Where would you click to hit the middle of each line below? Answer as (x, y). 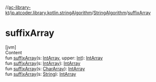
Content (14, 52)
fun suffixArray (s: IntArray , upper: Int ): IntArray (54, 58)
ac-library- (20, 7)
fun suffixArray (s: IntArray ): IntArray (43, 63)
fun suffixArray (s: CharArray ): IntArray (45, 68)
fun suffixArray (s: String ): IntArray (41, 74)
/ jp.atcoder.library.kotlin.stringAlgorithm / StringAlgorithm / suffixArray (80, 13)
